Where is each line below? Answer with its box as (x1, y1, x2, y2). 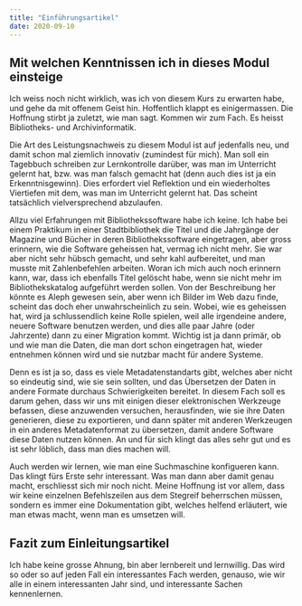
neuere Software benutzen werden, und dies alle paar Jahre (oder (9, 320, 255, 331)
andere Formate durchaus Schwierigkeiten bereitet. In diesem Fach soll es (9, 386, 286, 397)
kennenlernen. (9, 589, 63, 600)
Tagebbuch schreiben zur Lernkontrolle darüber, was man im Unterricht (9, 159, 277, 170)
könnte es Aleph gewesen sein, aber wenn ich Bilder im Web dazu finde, (9, 291, 278, 303)
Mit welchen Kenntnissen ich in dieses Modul (9, 55, 269, 71)
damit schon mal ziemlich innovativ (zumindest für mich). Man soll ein (9, 149, 269, 160)
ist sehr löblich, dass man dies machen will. (9, 444, 172, 455)
